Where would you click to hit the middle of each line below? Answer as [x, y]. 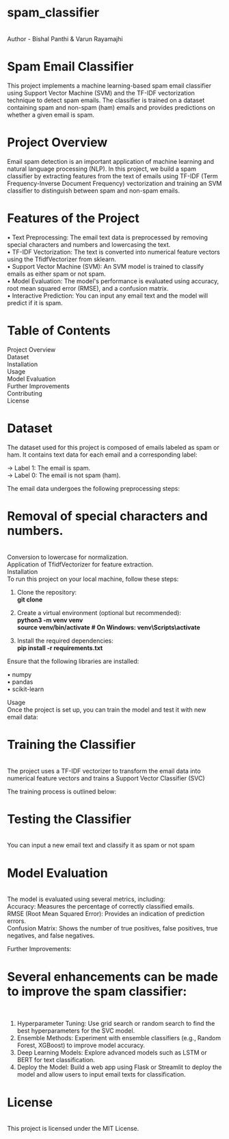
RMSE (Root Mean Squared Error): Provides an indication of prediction [106, 914]
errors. [16, 921]
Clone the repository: [47, 592]
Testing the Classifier [69, 819]
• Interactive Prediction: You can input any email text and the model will [108, 296]
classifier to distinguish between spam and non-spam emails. [93, 191]
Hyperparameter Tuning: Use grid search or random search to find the [116, 1024]
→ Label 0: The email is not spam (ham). [64, 475]
